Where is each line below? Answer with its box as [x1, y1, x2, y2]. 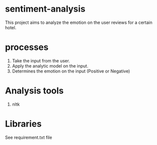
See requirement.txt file [5, 134, 52, 140]
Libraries [5, 118, 42, 129]
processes [5, 42, 49, 53]
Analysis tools [5, 85, 64, 96]
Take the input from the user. [12, 57, 70, 64]
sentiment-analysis [5, 3, 86, 15]
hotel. [5, 24, 17, 30]
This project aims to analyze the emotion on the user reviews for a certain [5, 19, 153, 25]
